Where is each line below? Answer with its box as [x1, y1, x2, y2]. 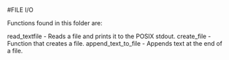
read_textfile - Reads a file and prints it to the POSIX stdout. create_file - [7, 32, 211, 40]
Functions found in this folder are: [7, 19, 103, 27]
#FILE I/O [7, 6, 34, 14]
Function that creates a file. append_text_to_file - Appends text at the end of [7, 40, 223, 47]
